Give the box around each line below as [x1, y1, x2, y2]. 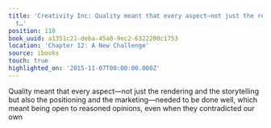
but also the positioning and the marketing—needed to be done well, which [8, 94, 258, 105]
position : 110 [8, 27, 56, 35]
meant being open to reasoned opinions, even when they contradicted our [8, 103, 256, 113]
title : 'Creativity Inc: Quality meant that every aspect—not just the [8, 11, 254, 20]
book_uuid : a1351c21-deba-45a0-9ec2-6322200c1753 [8, 34, 179, 43]
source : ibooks [8, 49, 60, 57]
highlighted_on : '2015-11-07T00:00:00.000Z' [8, 64, 161, 72]
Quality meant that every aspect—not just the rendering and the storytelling [8, 86, 260, 96]
